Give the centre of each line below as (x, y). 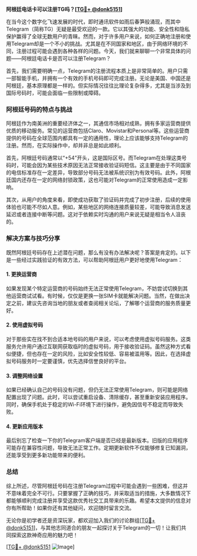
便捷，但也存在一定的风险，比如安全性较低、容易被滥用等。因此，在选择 (98, 354)
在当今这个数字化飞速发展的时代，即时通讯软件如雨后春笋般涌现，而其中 (93, 22)
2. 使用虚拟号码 (25, 325)
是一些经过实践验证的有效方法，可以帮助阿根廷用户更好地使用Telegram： (94, 260)
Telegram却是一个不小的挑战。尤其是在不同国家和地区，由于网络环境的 (97, 44)
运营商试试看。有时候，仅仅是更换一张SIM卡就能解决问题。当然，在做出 (98, 295)
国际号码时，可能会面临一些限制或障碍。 (55, 93)
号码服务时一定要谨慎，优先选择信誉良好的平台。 (70, 361)
